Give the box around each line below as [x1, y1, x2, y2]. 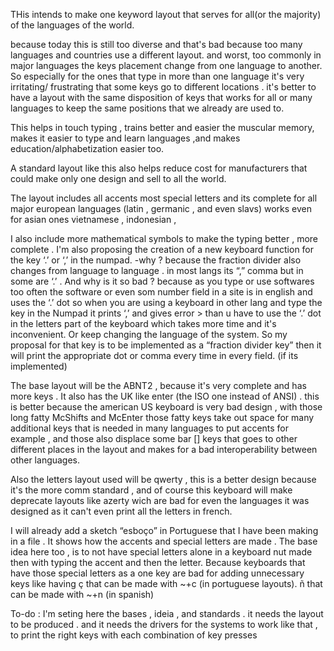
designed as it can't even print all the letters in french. [10, 505, 233, 517]
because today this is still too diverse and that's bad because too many [10, 39, 303, 50]
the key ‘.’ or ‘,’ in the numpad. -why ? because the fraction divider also [10, 254, 302, 266]
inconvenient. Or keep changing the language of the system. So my [10, 329, 288, 340]
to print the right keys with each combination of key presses [10, 629, 258, 641]
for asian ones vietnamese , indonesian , [10, 214, 177, 225]
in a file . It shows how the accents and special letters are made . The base [10, 535, 318, 547]
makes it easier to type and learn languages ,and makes [10, 132, 241, 144]
